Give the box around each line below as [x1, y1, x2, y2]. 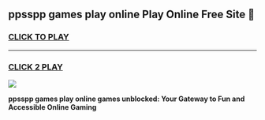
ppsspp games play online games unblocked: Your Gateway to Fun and [8, 94, 245, 103]
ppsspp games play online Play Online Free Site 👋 [8, 8, 255, 21]
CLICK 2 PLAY [8, 61, 63, 72]
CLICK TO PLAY [8, 32, 69, 43]
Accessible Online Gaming [8, 102, 97, 111]
